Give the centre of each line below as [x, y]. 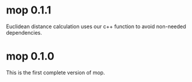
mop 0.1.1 [29, 10]
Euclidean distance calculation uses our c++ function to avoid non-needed [96, 26]
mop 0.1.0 [30, 57]
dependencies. [24, 32]
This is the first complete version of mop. [56, 72]
